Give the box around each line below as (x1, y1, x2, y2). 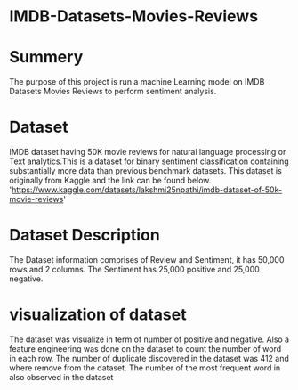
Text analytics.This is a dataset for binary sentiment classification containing (9, 156, 289, 167)
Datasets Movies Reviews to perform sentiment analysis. (9, 86, 217, 97)
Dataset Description (9, 225, 160, 246)
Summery (9, 47, 84, 68)
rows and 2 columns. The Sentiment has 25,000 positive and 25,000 (9, 264, 260, 274)
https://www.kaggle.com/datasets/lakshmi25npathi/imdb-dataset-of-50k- (12, 184, 283, 195)
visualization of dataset (9, 305, 187, 325)
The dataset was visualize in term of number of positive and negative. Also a (9, 334, 290, 345)
